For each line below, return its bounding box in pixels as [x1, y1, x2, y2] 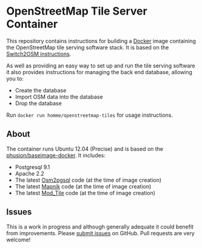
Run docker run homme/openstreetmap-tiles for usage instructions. [6, 111, 173, 119]
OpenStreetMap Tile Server [6, 4, 147, 18]
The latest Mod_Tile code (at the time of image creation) [15, 189, 156, 196]
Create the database [15, 86, 67, 94]
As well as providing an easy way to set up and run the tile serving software [6, 62, 195, 69]
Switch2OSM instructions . [6, 50, 72, 57]
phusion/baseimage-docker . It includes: [6, 151, 106, 159]
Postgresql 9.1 [15, 163, 50, 171]
